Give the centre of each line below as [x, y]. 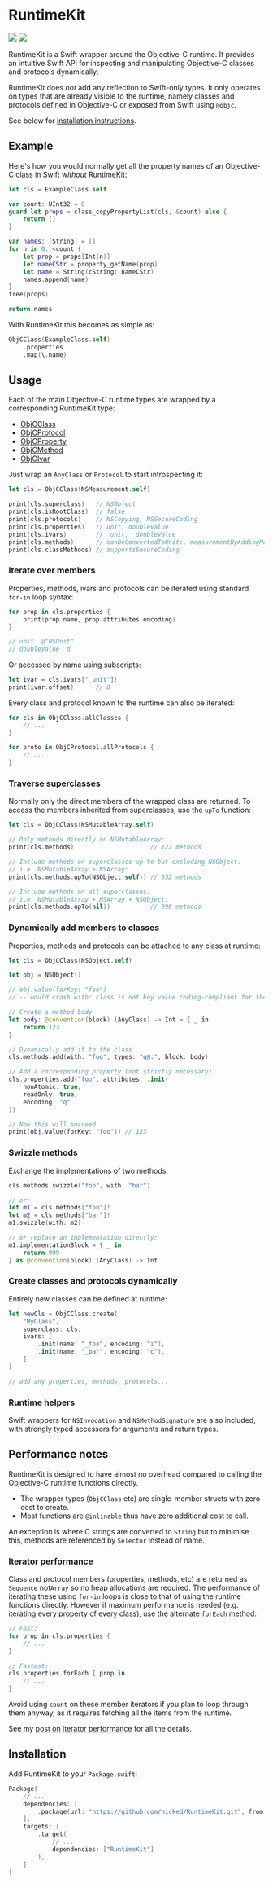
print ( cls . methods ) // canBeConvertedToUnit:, [97, 542]
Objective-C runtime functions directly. [74, 1482]
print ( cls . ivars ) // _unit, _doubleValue [92, 534]
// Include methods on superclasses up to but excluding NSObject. [125, 862]
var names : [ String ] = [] [52, 242]
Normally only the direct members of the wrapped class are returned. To [130, 801]
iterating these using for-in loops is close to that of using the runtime [125, 1596]
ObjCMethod [41, 450]
